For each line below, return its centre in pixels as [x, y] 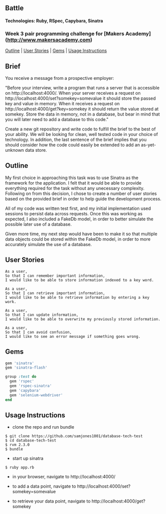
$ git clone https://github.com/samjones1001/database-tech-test [74, 436]
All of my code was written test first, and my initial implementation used [78, 208]
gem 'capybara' [25, 390]
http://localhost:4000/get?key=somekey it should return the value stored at [82, 109]
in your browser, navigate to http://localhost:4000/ [64, 477]
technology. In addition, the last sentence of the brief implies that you [76, 140]
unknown [15, 150]
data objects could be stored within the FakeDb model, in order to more [78, 239]
